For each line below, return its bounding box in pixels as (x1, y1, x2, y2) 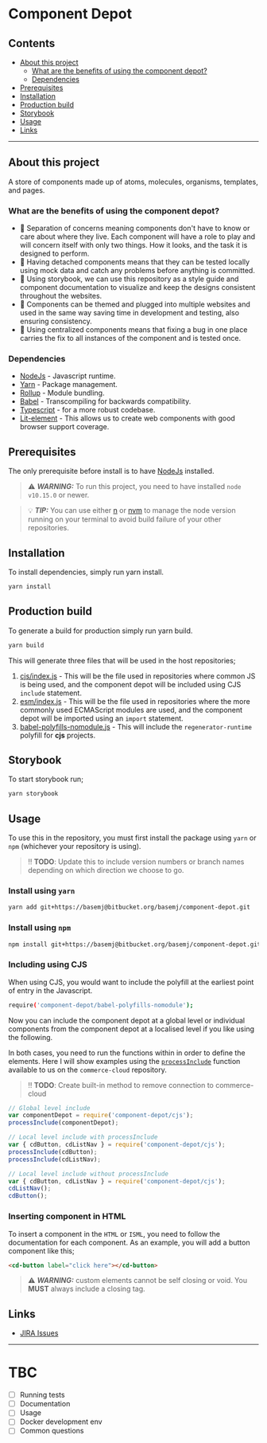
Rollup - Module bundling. (19, 388, 105, 398)
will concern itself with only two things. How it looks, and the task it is (19, 240, 248, 250)
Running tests (19, 1390, 65, 1400)
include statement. (19, 688, 82, 698)
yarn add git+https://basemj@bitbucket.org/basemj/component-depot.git (8, 903, 250, 912)
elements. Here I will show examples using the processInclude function (8, 1056, 241, 1066)
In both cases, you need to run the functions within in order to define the (8, 1048, 246, 1058)
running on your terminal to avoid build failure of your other (27, 514, 222, 524)
